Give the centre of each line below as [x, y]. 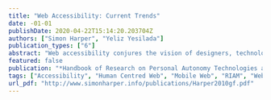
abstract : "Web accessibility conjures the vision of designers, [120, 53]
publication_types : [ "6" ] [52, 46]
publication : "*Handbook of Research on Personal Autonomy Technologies [133, 69]
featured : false [35, 61]
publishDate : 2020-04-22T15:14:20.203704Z [81, 31]
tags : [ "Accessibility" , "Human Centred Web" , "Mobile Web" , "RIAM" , [128, 76]
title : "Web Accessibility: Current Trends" [84, 16]
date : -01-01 [30, 23]
